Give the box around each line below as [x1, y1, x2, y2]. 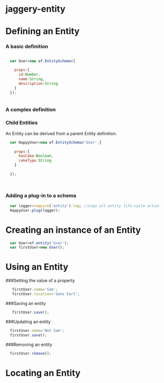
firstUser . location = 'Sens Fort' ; [12, 292, 80, 297]
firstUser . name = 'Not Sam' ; [10, 328, 65, 333]
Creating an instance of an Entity [5, 224, 141, 235]
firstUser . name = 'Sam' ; [12, 287, 58, 292]
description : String [18, 81, 58, 86]
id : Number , [18, 72, 41, 77]
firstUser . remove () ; [10, 351, 52, 356]
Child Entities [5, 120, 38, 126]
